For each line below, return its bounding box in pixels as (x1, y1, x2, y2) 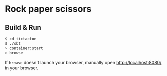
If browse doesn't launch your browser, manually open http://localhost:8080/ (5, 59, 162, 65)
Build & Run (5, 23, 41, 32)
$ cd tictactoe (5, 36, 37, 41)
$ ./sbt (5, 41, 21, 46)
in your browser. (5, 65, 39, 71)
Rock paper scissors (5, 3, 92, 15)
